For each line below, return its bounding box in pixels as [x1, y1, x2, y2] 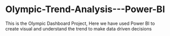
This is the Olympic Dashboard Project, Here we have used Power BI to [5, 20, 155, 26]
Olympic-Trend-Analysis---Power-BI [5, 4, 165, 15]
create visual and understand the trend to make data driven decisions [5, 25, 152, 31]
